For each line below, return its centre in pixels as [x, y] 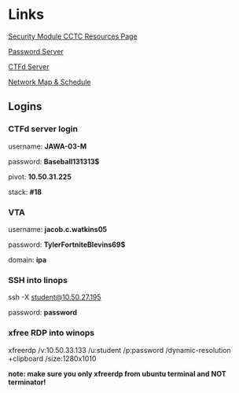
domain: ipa [28, 259]
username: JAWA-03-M [48, 146]
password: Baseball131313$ [54, 161]
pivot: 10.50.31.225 [40, 176]
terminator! [27, 382]
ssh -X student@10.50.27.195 [55, 297]
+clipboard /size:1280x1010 [52, 358]
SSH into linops [38, 280]
